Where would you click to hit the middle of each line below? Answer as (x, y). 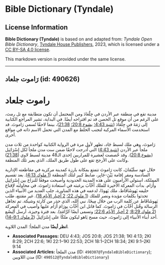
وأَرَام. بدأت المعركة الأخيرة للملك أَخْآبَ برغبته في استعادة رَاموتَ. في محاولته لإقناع (81, 185)
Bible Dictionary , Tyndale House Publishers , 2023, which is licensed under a (82, 44)
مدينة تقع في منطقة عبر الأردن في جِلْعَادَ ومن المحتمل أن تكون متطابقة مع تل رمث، (81, 114)
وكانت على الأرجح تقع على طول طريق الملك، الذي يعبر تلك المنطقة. (67, 160)
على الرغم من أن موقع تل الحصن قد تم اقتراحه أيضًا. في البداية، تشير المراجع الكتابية (82, 119)
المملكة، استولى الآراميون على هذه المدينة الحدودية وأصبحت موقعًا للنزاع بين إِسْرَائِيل (82, 180)
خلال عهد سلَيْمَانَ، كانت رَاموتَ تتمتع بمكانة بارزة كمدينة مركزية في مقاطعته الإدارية (80, 170)
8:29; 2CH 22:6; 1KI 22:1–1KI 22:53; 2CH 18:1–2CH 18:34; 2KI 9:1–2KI (81, 241)
